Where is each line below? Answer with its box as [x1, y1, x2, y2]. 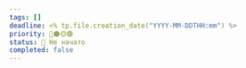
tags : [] [9, 12, 42, 22]
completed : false [9, 46, 74, 55]
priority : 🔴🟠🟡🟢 [9, 29, 74, 38]
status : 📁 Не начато [9, 37, 86, 47]
